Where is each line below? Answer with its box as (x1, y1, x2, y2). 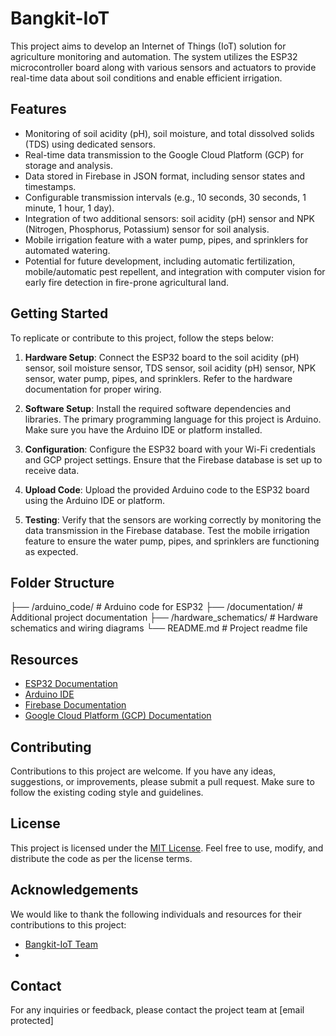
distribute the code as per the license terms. (10, 852, 193, 864)
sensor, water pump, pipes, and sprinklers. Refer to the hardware (24, 372, 293, 384)
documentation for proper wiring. (24, 383, 162, 395)
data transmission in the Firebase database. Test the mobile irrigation (24, 524, 310, 536)
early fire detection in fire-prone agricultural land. (24, 276, 230, 288)
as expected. (24, 545, 79, 557)
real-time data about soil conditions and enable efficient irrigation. (10, 72, 283, 84)
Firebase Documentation (24, 699, 127, 711)
